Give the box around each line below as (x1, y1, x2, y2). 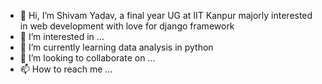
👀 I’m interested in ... (19, 31, 105, 42)
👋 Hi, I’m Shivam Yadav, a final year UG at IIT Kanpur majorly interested (19, 10, 313, 21)
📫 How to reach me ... (19, 63, 113, 75)
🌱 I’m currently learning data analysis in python (19, 41, 214, 53)
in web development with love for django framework (19, 20, 235, 32)
